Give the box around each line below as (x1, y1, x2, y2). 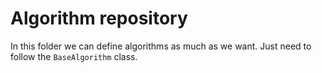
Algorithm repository (10, 7, 188, 30)
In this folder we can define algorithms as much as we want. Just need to (10, 40, 312, 52)
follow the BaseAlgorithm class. (10, 50, 138, 62)
